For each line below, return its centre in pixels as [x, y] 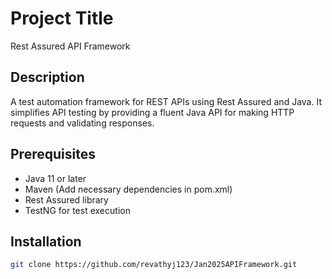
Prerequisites [53, 154]
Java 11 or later [55, 178]
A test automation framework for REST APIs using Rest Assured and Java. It [166, 101]
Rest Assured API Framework [70, 46]
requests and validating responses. [82, 123]
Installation [46, 241]
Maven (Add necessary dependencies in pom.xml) [128, 189]
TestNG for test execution [77, 210]
